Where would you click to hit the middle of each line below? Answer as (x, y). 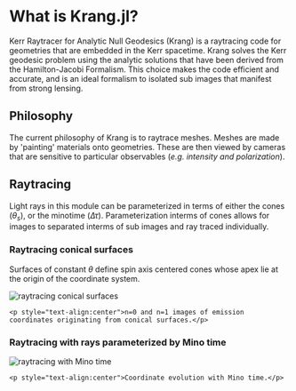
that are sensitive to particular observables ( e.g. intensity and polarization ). (147, 156)
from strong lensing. (46, 88)
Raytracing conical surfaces (71, 250)
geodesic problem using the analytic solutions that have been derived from (147, 60)
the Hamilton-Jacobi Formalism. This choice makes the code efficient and (144, 69)
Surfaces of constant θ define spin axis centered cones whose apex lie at (144, 269)
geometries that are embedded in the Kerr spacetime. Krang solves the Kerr (148, 50)
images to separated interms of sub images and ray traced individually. (139, 227)
